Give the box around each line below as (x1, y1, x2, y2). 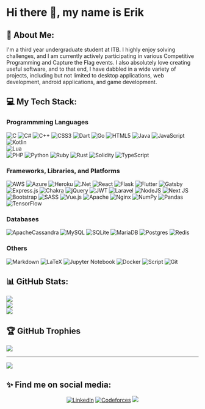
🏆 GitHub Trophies (6, 325, 81, 336)
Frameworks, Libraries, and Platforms (6, 166, 120, 175)
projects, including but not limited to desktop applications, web (6, 72, 165, 79)
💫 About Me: (6, 30, 55, 40)
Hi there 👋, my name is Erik (6, 5, 145, 20)
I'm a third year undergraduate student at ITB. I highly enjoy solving (6, 46, 176, 53)
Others (6, 244, 27, 252)
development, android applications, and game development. (6, 79, 157, 85)
